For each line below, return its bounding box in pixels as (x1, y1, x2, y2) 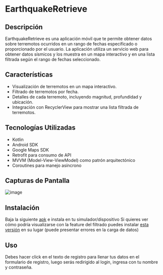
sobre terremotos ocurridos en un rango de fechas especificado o (5, 41, 138, 47)
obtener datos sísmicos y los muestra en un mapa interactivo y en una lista (5, 51, 155, 57)
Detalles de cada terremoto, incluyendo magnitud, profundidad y (12, 94, 142, 99)
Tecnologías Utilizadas (5, 123, 76, 132)
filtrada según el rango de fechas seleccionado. (5, 57, 101, 62)
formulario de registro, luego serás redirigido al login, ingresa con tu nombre (5, 259, 158, 265)
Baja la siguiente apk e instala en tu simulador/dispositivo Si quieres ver (5, 216, 148, 222)
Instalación (5, 203, 40, 212)
